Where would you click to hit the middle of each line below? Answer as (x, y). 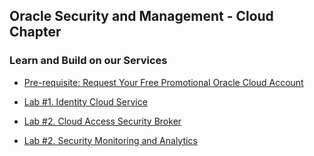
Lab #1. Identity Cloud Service (85, 101)
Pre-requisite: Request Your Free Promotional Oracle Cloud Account (163, 82)
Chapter (35, 32)
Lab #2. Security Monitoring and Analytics (110, 140)
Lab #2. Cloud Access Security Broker (102, 121)
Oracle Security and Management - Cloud (141, 16)
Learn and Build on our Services (88, 61)
